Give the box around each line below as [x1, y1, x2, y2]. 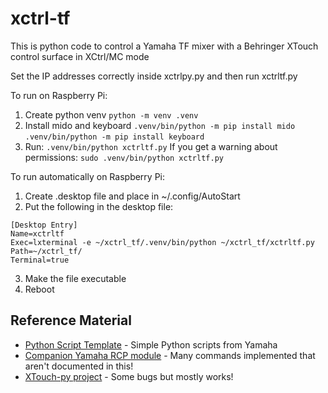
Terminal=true [10, 255, 70, 265]
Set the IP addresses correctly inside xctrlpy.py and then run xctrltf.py [10, 70, 298, 82]
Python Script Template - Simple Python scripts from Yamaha [24, 338, 278, 351]
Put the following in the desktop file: [24, 200, 174, 212]
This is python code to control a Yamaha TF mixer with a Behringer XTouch [10, 40, 319, 52]
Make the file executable [24, 272, 127, 284]
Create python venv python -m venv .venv [24, 108, 199, 121]
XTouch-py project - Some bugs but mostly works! [24, 370, 234, 382]
